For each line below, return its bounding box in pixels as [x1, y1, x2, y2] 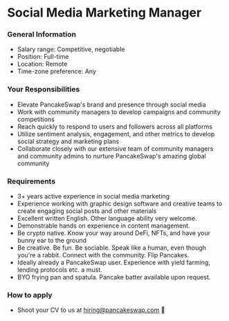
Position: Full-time [17, 53, 69, 61]
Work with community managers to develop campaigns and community [17, 107, 221, 116]
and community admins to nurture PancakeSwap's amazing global [17, 152, 206, 160]
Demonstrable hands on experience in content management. [17, 221, 190, 230]
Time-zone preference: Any [17, 67, 97, 75]
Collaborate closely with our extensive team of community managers [17, 144, 214, 153]
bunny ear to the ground [17, 237, 87, 245]
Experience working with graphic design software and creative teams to [17, 199, 223, 208]
